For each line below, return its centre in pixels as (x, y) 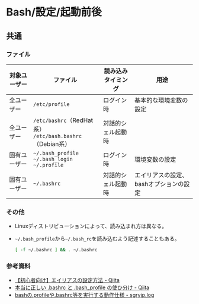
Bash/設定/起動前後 (54, 12)
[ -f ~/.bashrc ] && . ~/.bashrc (56, 250)
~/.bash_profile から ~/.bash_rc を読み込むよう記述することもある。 (97, 239)
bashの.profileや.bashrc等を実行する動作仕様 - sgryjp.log (84, 295)
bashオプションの (159, 184)
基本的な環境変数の (161, 100)
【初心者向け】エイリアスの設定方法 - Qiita (67, 280)
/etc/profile (51, 104)
